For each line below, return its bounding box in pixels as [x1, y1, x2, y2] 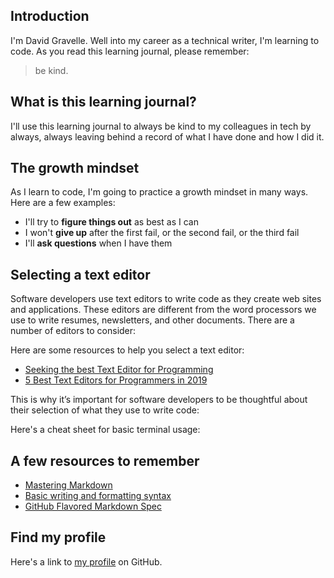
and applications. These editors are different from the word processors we [10, 304, 317, 316]
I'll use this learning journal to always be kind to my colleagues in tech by [10, 120, 312, 132]
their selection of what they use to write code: [10, 404, 200, 416]
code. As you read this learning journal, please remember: [10, 45, 250, 57]
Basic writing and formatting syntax [24, 490, 172, 502]
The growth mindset [10, 160, 140, 177]
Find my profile [10, 529, 107, 546]
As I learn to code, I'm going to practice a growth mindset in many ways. [10, 186, 309, 198]
